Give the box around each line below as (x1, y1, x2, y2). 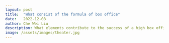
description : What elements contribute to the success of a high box (5, 26, 154, 31)
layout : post (5, 7, 33, 12)
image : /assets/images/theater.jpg (5, 30, 80, 35)
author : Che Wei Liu (5, 21, 49, 26)
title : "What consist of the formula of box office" (5, 12, 121, 17)
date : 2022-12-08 (5, 16, 46, 21)
